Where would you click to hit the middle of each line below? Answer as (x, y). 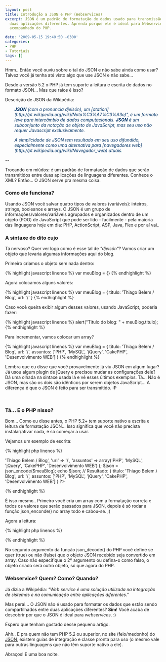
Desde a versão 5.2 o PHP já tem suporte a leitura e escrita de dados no (79, 84)
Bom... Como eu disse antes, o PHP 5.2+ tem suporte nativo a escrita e (77, 421)
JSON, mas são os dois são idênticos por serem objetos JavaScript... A (78, 383)
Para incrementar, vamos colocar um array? (50, 337)
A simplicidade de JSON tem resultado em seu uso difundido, (77, 140)
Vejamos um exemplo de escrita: (38, 441)
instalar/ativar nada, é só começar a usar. (47, 432)
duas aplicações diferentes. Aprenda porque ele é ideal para (75, 24)
